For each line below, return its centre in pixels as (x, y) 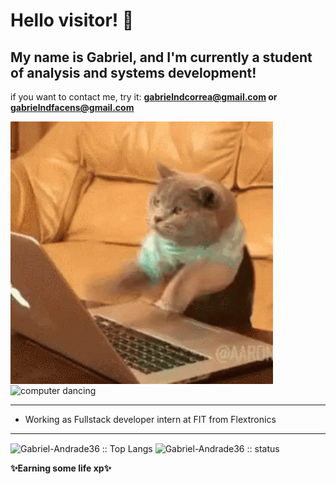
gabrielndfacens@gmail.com (72, 107)
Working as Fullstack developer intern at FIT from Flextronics (150, 419)
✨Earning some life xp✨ (61, 468)
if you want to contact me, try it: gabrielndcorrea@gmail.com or (144, 97)
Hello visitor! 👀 (72, 20)
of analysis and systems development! (133, 72)
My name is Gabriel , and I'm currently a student (161, 57)
